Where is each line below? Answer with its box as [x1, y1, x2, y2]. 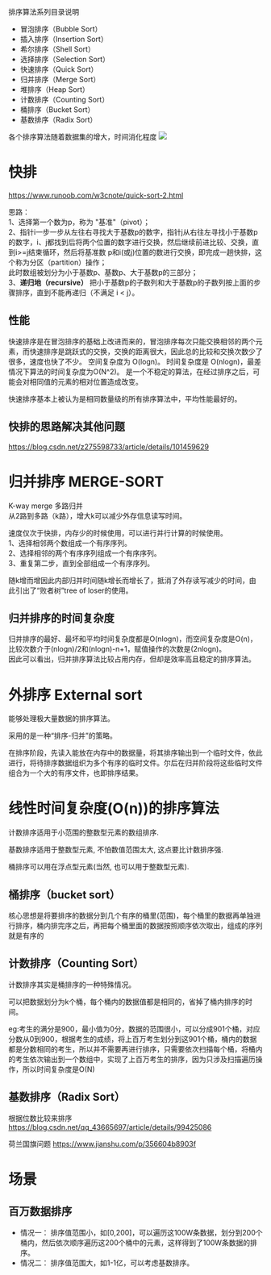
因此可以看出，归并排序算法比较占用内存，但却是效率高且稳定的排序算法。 [8, 654, 256, 664]
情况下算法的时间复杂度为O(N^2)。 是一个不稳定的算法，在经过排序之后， [8, 366, 253, 377]
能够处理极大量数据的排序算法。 [8, 714, 115, 723]
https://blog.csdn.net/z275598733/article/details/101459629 [8, 442, 210, 452]
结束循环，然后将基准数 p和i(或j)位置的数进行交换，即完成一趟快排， [27, 247, 256, 256]
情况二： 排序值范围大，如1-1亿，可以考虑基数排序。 [19, 1257, 194, 1268]
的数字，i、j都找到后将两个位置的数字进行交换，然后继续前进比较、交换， [8, 237, 252, 247]
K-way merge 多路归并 [8, 501, 83, 510]
